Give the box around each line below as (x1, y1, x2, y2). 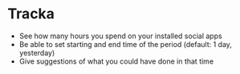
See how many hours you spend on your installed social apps (18, 31, 222, 41)
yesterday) (18, 48, 55, 57)
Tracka (7, 5, 55, 23)
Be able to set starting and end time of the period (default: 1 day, (18, 39, 232, 49)
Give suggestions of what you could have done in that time (18, 56, 214, 66)
